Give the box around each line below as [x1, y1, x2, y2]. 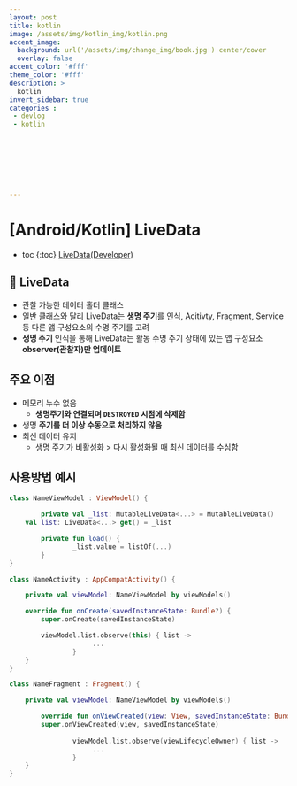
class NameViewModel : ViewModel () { [9, 494, 148, 503]
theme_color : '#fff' [9, 71, 86, 80]
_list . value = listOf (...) [72, 542, 172, 551]
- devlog [12, 112, 46, 120]
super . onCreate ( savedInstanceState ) [41, 615, 176, 624]
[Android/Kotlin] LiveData [9, 220, 202, 240]
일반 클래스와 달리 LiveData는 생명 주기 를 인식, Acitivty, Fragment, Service [21, 311, 285, 321]
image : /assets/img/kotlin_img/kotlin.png [9, 29, 168, 38]
